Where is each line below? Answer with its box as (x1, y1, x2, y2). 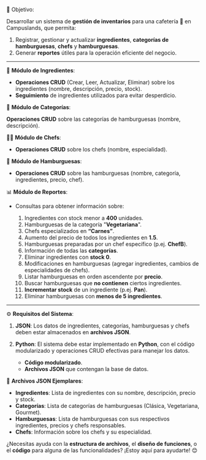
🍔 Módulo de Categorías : (6, 104, 71, 110)
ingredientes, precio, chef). (15, 176, 84, 183)
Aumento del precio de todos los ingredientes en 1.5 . (24, 234, 158, 241)
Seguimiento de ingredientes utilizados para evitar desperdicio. (15, 92, 177, 99)
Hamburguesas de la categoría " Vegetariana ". (24, 221, 142, 228)
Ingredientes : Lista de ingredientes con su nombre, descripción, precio (15, 389, 196, 396)
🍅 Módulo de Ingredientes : (6, 67, 75, 74)
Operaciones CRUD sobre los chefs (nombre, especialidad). (15, 146, 167, 153)
